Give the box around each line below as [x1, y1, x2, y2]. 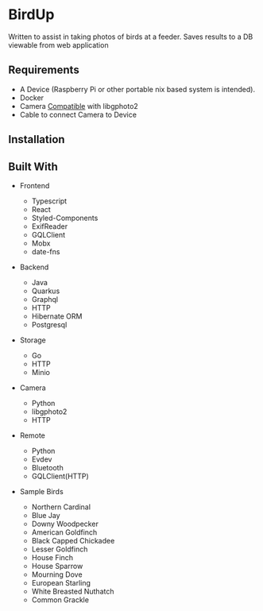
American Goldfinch [31, 527, 98, 537]
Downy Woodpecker [31, 519, 99, 528]
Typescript [31, 196, 68, 206]
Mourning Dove [31, 570, 83, 579]
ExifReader [31, 221, 68, 231]
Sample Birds [19, 486, 64, 496]
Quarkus [31, 286, 60, 296]
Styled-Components [31, 213, 99, 222]
